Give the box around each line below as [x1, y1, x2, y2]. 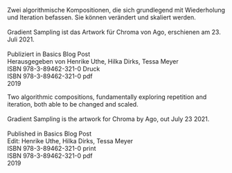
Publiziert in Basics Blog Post [7, 50, 91, 58]
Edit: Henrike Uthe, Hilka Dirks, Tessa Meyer [7, 137, 134, 145]
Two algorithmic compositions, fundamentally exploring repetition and [7, 93, 207, 101]
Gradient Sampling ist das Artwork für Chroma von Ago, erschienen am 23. [7, 28, 222, 36]
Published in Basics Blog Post [7, 129, 92, 138]
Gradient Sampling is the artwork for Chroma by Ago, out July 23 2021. [7, 115, 210, 123]
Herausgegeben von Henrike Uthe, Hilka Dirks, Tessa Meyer [7, 57, 179, 65]
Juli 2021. [7, 35, 35, 44]
